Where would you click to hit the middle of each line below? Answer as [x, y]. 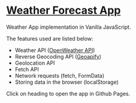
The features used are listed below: [50, 38]
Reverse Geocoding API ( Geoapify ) [58, 56]
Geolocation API [35, 63]
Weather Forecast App [64, 10]
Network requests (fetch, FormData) [60, 75]
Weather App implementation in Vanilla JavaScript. [69, 27]
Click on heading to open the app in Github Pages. [68, 93]
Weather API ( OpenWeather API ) [55, 50]
